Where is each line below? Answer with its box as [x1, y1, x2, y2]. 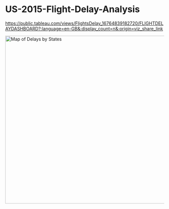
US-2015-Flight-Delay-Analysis [5, 4, 140, 15]
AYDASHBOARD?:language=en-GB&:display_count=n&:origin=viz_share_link [5, 25, 163, 31]
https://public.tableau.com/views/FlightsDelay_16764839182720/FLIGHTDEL [5, 20, 164, 26]
